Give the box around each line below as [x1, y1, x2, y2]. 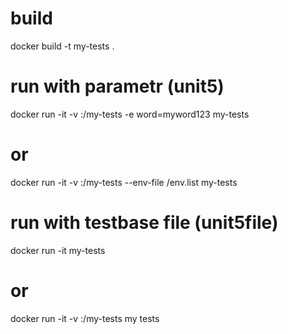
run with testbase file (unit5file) [10, 212, 279, 234]
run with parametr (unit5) [10, 75, 225, 98]
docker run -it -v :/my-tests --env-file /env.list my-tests [10, 176, 238, 188]
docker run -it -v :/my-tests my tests [10, 312, 160, 324]
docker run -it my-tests [10, 244, 106, 256]
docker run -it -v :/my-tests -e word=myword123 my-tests [10, 108, 250, 120]
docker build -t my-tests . [10, 40, 115, 52]
